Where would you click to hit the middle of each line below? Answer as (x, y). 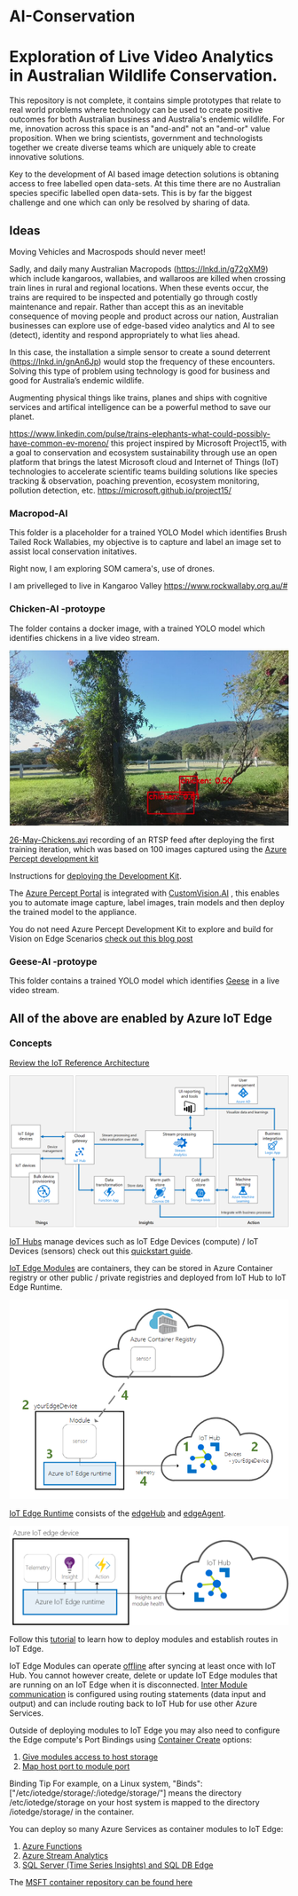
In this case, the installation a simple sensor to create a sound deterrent (140, 352)
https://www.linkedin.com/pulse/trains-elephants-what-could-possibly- (140, 433)
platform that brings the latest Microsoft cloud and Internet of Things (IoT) (144, 462)
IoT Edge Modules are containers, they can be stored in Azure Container (141, 1268)
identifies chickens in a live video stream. (84, 637)
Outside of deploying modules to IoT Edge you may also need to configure (145, 1730)
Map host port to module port (76, 1766)
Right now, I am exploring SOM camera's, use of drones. (112, 569)
